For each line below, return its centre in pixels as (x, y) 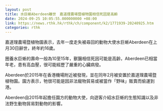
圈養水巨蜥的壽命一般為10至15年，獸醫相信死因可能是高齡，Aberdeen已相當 (81, 58)
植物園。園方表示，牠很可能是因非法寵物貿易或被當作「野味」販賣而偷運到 (80, 81)
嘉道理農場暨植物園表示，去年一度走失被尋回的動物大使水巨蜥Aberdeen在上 (81, 42)
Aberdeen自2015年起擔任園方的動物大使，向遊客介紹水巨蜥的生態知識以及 (80, 97)
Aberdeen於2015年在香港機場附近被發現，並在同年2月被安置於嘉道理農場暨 (81, 75)
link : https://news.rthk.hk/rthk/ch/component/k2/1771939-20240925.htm (79, 23)
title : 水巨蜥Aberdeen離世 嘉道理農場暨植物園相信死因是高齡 (61, 14)
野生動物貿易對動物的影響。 (37, 104)
